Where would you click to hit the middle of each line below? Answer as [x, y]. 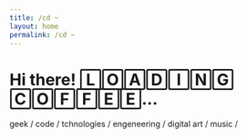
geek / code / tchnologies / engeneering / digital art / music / [124, 124]
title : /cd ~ [34, 18]
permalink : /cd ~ [42, 34]
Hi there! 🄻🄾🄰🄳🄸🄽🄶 [122, 79]
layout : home [34, 26]
